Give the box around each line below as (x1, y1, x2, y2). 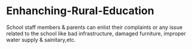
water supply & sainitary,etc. (6, 36, 76, 43)
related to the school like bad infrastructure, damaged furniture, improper (6, 30, 187, 37)
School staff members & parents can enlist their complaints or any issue (6, 24, 183, 31)
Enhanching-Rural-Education (6, 4, 154, 18)
